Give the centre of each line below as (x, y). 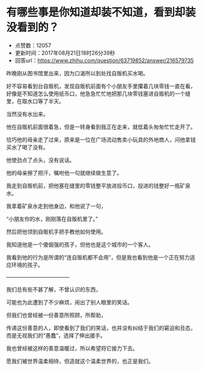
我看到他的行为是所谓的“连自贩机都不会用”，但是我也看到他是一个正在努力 (98, 257)
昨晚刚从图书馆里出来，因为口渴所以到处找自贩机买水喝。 (77, 73)
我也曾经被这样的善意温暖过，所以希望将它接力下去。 (72, 348)
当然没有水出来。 (27, 114)
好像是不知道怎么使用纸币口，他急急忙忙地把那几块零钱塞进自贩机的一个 (96, 94)
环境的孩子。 (27, 265)
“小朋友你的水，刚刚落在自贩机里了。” (52, 218)
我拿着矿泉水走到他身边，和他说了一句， (56, 206)
